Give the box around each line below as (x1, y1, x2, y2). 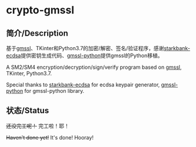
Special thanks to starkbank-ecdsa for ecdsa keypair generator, (6, 81, 160, 88)
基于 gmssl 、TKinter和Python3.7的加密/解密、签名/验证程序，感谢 (6, 45, 164, 51)
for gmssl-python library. (24, 87, 85, 94)
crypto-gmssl (6, 3, 75, 17)
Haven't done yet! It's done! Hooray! (6, 134, 94, 141)
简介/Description (6, 28, 69, 38)
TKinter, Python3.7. (6, 70, 52, 76)
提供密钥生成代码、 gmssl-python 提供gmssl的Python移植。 (20, 52, 163, 59)
